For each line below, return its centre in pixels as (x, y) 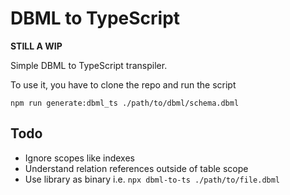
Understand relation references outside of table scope (136, 168)
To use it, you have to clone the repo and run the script (123, 84)
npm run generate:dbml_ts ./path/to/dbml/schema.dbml (125, 103)
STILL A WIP (36, 46)
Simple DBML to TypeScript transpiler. (89, 65)
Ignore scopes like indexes (80, 158)
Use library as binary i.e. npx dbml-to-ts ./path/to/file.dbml (152, 179)
